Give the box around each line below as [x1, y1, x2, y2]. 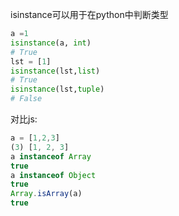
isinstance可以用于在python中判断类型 [10, 9, 169, 20]
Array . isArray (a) [10, 189, 83, 199]
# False [10, 94, 43, 104]
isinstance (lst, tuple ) [10, 84, 105, 95]
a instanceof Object [10, 170, 97, 180]
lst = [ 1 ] [10, 56, 52, 67]
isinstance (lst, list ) [10, 66, 101, 76]
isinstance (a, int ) [10, 38, 92, 48]
